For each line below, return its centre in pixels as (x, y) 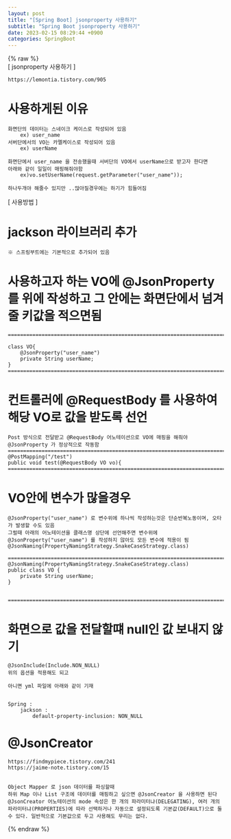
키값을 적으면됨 (62, 316)
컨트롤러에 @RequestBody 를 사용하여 (113, 400)
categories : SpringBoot (42, 39)
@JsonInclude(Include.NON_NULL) (54, 665)
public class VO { (34, 570)
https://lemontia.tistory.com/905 (57, 80)
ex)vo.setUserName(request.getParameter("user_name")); (102, 175)
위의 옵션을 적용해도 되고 (38, 673)
